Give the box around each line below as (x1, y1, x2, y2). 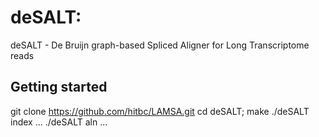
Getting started (10, 79, 108, 96)
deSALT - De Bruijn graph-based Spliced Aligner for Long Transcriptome (10, 39, 310, 51)
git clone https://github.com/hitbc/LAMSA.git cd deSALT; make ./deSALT (10, 105, 310, 117)
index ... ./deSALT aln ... (10, 116, 108, 128)
